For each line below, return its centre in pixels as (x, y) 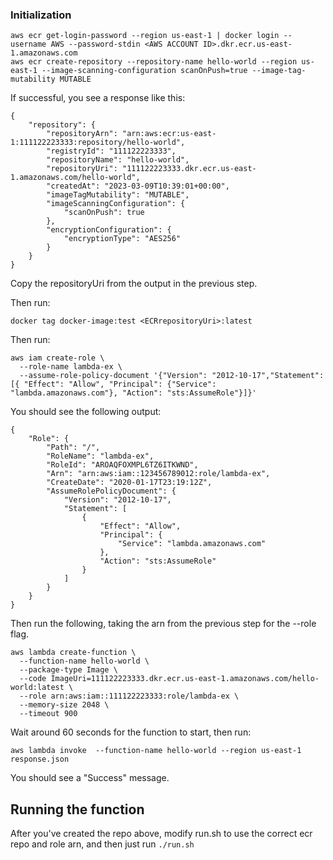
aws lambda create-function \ (73, 653)
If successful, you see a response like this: (98, 98)
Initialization (41, 15)
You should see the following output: (86, 412)
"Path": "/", (73, 448)
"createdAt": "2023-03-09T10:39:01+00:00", (138, 186)
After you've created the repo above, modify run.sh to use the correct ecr (161, 834)
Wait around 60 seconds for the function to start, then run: (131, 732)
